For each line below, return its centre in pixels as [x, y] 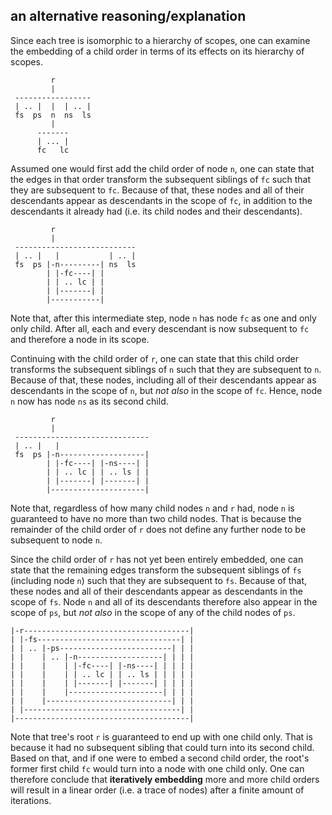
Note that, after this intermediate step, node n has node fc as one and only [163, 318]
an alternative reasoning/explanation [128, 16]
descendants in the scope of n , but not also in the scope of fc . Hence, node [166, 390]
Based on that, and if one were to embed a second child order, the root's [160, 758]
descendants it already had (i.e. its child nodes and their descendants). [156, 211]
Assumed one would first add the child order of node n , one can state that [162, 168]
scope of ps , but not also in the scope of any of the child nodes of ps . [153, 612]
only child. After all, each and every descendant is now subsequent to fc [160, 328]
